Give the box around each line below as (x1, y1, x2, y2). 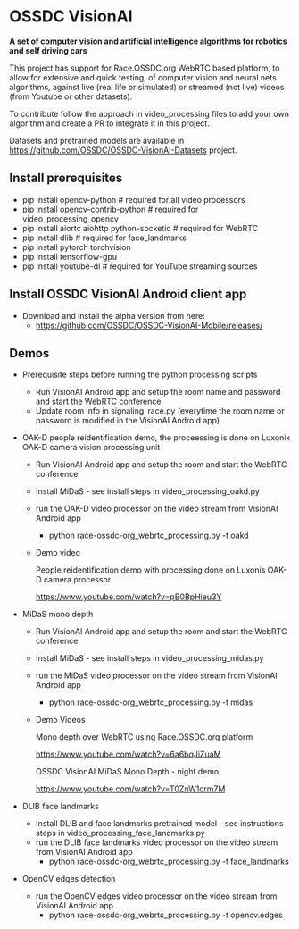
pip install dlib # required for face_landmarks (21, 232, 187, 243)
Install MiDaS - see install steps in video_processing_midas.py (35, 653, 264, 664)
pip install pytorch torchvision (21, 241, 131, 252)
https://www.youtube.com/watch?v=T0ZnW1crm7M (35, 783, 226, 794)
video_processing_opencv (21, 213, 119, 224)
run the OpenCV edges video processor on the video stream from (35, 891, 278, 901)
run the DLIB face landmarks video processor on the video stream (35, 837, 278, 848)
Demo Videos (35, 715, 87, 725)
